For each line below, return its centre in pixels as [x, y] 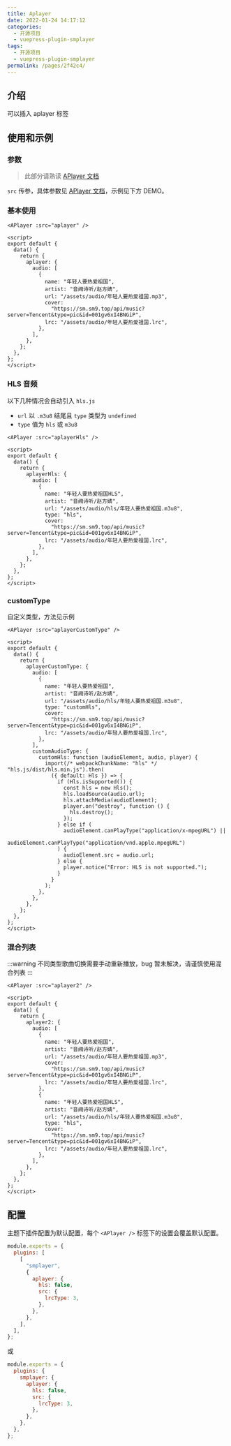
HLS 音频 [22, 384]
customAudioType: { [61, 751]
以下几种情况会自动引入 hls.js [51, 400]
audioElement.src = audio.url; [109, 855]
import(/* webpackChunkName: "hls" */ [101, 764]
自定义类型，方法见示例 [41, 617]
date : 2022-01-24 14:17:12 [46, 20]
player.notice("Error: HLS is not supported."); [135, 868]
